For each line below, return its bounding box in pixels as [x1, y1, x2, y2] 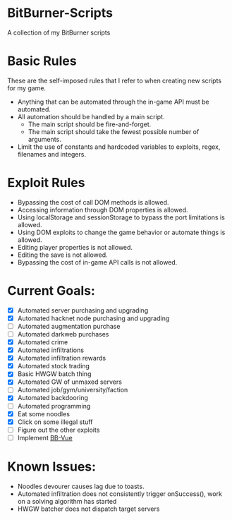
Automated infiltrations [17, 346, 85, 354]
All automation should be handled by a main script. [17, 112, 165, 121]
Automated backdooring [17, 394, 88, 402]
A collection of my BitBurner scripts [7, 28, 111, 37]
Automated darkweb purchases [17, 329, 109, 338]
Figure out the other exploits [17, 425, 100, 434]
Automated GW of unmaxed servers [17, 377, 122, 386]
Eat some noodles [17, 409, 71, 418]
